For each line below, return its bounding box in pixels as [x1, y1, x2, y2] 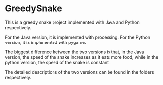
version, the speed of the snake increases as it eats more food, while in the [5, 54, 159, 60]
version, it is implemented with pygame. [5, 39, 87, 45]
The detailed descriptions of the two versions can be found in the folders [5, 69, 154, 75]
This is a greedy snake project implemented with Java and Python [5, 19, 140, 25]
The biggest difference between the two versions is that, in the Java [5, 49, 144, 55]
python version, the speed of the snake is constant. [5, 59, 110, 65]
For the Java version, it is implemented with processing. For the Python [5, 34, 150, 40]
